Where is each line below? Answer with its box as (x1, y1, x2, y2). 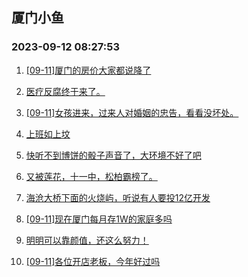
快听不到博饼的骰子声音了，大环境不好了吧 (25, 149, 202, 161)
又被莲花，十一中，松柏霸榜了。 (25, 170, 158, 182)
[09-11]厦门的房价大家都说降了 (25, 64, 152, 76)
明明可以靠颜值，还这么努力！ (25, 234, 149, 246)
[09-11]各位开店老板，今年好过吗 (25, 255, 161, 267)
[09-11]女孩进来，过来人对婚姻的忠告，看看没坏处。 (25, 106, 239, 118)
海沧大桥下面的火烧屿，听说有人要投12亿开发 (25, 191, 211, 203)
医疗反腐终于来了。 (25, 85, 106, 97)
